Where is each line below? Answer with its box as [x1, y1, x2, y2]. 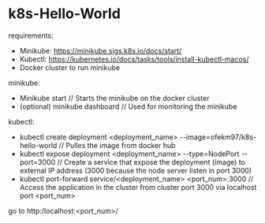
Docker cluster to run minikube [19, 62, 121, 72]
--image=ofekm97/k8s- [179, 132, 257, 142]
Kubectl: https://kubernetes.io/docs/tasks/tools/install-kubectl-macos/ [19, 54, 250, 64]
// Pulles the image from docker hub [58, 140, 176, 150]
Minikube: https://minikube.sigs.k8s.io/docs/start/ [19, 46, 182, 55]
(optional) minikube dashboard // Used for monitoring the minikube [19, 102, 237, 111]
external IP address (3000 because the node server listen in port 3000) [19, 165, 252, 175]
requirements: [8, 31, 54, 40]
